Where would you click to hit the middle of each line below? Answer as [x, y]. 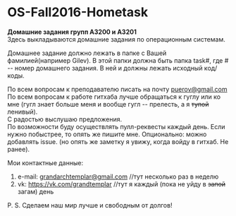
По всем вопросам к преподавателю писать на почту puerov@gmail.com [117, 89]
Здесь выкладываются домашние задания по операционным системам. [116, 39]
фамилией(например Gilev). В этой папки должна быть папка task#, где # [118, 60]
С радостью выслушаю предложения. [65, 119]
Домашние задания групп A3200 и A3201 [72, 32]
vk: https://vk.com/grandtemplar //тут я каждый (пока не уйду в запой [122, 184]
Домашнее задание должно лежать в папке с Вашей [87, 53]
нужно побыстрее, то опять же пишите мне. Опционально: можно [107, 134]
